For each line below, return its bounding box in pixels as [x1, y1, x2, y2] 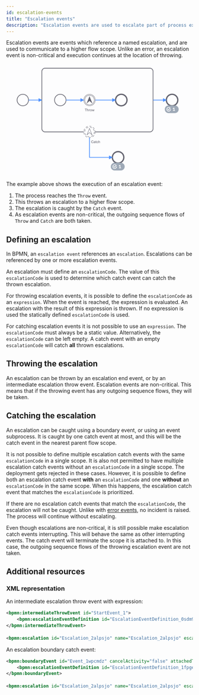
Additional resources [6, 566, 85, 576]
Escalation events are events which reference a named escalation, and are [6, 39, 188, 46]
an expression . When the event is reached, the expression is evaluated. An [6, 298, 188, 305]
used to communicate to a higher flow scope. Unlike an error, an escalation [6, 45, 190, 53]
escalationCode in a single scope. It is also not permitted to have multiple [6, 457, 184, 464]
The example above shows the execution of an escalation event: [6, 181, 163, 188]
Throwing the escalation [6, 359, 98, 369]
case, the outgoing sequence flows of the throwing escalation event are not [6, 543, 191, 550]
